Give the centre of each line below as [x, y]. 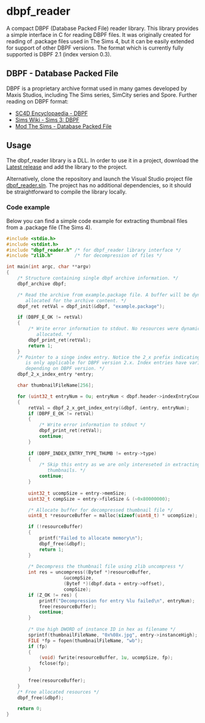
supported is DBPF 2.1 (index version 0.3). [59, 54]
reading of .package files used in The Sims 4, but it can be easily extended [100, 41]
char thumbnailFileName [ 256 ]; [56, 385]
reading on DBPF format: [38, 101]
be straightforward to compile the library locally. [67, 192]
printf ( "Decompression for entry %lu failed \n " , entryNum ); [117, 601]
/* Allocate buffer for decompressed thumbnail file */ [101, 510]
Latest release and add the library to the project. [67, 167]
